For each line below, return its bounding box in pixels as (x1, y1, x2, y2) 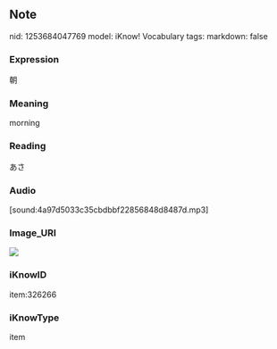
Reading (9, 140, 46, 153)
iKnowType (9, 312, 60, 324)
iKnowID (9, 269, 47, 281)
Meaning (9, 97, 49, 110)
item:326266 (9, 289, 57, 300)
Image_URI (9, 227, 56, 239)
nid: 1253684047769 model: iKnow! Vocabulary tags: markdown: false (9, 30, 268, 41)
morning (9, 118, 40, 129)
